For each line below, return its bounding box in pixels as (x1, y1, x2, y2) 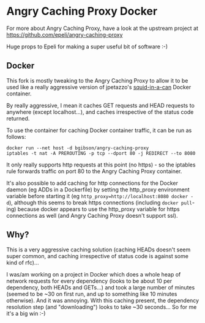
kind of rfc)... (6, 259, 39, 266)
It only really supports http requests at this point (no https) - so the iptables (6, 161, 196, 168)
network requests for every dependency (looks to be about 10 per (6, 277, 173, 284)
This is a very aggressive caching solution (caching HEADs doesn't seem (6, 246, 191, 253)
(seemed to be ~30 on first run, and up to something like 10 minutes (6, 290, 177, 297)
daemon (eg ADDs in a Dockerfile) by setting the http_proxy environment (6, 185, 190, 193)
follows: (6, 133, 26, 140)
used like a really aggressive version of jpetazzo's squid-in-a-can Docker (6, 83, 192, 91)
